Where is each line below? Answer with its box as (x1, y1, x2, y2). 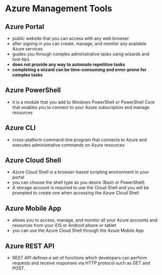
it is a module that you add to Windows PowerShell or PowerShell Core (12, 99, 155, 105)
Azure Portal (5, 23, 45, 31)
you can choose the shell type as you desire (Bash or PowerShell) (12, 179, 145, 185)
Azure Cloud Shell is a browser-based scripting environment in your (12, 169, 149, 175)
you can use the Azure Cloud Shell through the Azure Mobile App (12, 227, 144, 233)
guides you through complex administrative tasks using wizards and (12, 51, 150, 57)
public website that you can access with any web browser (12, 35, 129, 41)
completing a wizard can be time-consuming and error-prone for (12, 67, 147, 73)
